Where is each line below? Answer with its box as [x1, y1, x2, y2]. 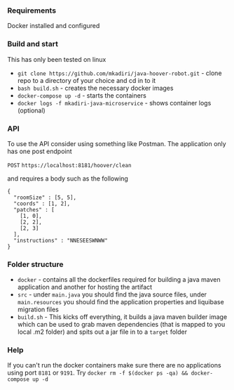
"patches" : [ [13, 206, 55, 213]
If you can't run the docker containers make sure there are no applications [7, 361, 222, 370]
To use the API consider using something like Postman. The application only [7, 139, 226, 148]
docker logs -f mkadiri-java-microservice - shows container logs [17, 98, 212, 107]
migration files [17, 305, 60, 314]
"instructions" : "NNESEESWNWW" [13, 237, 109, 244]
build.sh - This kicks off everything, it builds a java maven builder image [17, 313, 228, 321]
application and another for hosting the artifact [17, 283, 153, 292]
